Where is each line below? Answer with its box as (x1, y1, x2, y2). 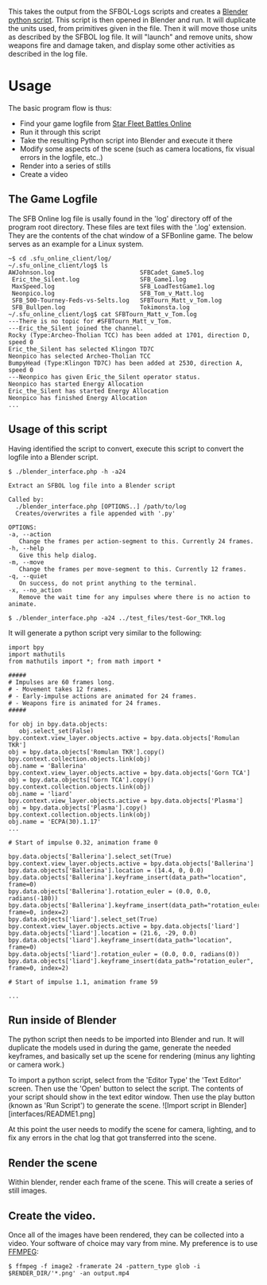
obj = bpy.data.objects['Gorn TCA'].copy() (8, 776, 155, 784)
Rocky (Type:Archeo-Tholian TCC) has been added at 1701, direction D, (8, 331, 250, 339)
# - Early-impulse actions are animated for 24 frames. (8, 692, 197, 700)
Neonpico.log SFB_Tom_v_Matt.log (11, 289, 204, 297)
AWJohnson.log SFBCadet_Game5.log (8, 268, 204, 276)
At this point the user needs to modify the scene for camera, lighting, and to (8, 1125, 257, 1134)
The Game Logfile (8, 193, 98, 206)
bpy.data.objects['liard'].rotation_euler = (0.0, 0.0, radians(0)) (8, 950, 240, 958)
